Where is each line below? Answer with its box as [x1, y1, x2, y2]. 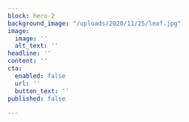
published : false [7, 95, 66, 103]
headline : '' [7, 49, 52, 57]
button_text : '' [15, 86, 69, 95]
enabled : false [15, 72, 66, 80]
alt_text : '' [15, 42, 59, 50]
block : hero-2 [7, 11, 56, 20]
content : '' [7, 57, 48, 65]
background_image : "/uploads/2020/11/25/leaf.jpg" [7, 19, 182, 27]
